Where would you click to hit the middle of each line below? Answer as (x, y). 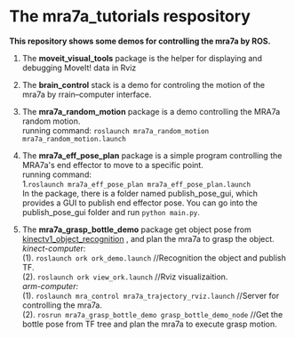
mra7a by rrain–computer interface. (87, 94)
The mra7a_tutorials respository (130, 16)
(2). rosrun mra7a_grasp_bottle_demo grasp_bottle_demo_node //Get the (152, 314)
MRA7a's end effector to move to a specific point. (113, 165)
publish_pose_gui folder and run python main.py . (111, 212)
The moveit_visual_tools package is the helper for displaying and (142, 58)
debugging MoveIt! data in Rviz (79, 68)
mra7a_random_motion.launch (74, 139)
